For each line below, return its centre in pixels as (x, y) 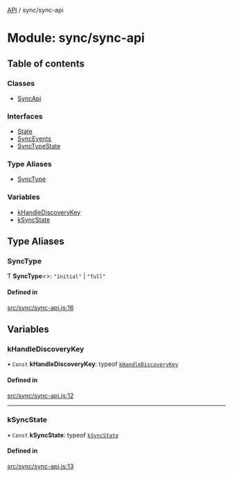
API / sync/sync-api (35, 10)
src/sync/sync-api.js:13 (41, 467)
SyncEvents (34, 139)
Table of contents (46, 63)
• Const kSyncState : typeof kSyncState (63, 435)
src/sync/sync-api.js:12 (41, 395)
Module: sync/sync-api (76, 38)
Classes (21, 83)
